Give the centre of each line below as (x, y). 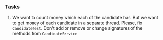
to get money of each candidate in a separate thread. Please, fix (77, 23)
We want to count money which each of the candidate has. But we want (85, 18)
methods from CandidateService (45, 34)
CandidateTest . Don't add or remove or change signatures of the (77, 28)
